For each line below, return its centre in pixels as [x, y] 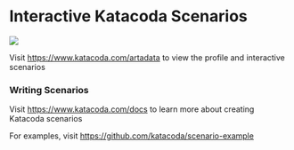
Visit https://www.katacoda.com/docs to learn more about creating [132, 109]
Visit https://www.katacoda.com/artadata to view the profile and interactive [147, 57]
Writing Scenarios [49, 90]
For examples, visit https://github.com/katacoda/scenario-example [131, 136]
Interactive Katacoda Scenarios [128, 16]
